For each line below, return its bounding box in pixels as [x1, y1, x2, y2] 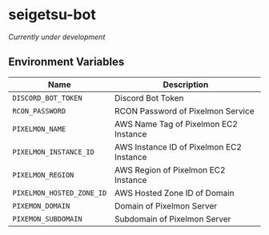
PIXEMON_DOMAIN [12, 201, 70, 210]
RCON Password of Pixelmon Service [114, 106, 255, 117]
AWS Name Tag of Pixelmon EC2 [114, 118, 239, 129]
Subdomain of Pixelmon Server [114, 213, 231, 225]
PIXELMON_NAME [12, 124, 66, 133]
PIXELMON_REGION [12, 170, 74, 179]
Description [163, 78, 209, 90]
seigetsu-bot [8, 6, 96, 24]
